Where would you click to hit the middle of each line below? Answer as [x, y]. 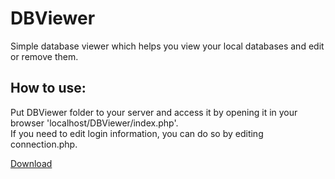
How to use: [48, 88]
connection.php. [44, 144]
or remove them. [44, 56]
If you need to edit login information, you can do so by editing [137, 133]
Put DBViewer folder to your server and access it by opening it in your [154, 112]
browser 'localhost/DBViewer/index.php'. [94, 123]
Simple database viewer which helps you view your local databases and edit [167, 46]
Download [31, 163]
